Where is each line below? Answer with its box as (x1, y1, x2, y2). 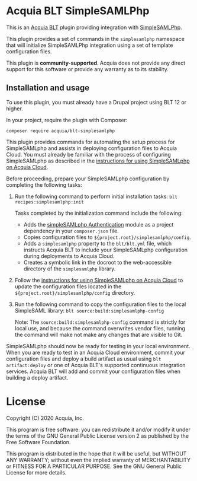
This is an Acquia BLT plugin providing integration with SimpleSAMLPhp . (6, 24, 182, 31)
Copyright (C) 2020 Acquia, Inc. (6, 414, 84, 422)
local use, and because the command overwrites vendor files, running (14, 324, 185, 332)
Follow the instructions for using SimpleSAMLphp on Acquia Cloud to (14, 276, 183, 283)
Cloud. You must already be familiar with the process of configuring (6, 151, 171, 158)
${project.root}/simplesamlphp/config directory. (14, 289, 135, 296)
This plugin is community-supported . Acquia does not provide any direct (6, 59, 186, 66)
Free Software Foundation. (6, 438, 71, 445)
